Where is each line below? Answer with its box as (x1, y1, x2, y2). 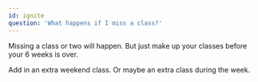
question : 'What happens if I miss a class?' (8, 19, 162, 27)
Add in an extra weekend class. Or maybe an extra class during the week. (8, 64, 251, 74)
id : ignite (8, 11, 45, 20)
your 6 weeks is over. (8, 49, 78, 59)
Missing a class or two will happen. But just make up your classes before (8, 41, 248, 50)
